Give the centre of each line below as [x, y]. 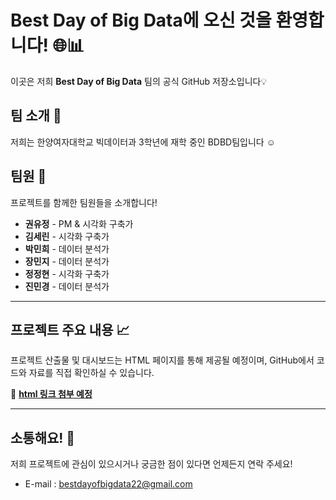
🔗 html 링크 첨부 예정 [51, 394]
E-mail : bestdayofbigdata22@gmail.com [108, 484]
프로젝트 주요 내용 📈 [70, 329]
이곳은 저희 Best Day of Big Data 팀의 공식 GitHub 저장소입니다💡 [139, 81]
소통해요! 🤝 [43, 437]
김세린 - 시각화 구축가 [67, 236]
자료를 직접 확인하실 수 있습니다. [91, 373]
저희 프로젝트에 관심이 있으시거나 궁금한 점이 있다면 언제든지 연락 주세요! [151, 464]
